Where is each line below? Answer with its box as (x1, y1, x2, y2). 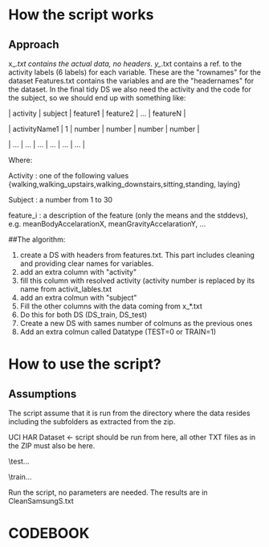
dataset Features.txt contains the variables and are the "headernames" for (8, 76, 255, 85)
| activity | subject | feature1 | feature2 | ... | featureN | (8, 108, 186, 118)
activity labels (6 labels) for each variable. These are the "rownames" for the (8, 67, 262, 77)
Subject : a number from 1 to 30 (8, 195, 113, 204)
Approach (8, 38, 59, 51)
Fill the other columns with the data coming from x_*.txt (19, 301, 203, 311)
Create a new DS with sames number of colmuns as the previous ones (19, 319, 253, 328)
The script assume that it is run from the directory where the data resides (8, 408, 251, 418)
